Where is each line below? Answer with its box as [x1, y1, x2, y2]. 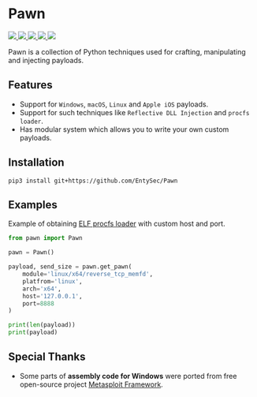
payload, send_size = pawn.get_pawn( [8, 263, 132, 271]
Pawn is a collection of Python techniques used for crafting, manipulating [8, 47, 246, 56]
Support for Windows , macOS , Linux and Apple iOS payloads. [19, 99, 209, 109]
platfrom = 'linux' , [22, 277, 83, 285]
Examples [8, 198, 58, 212]
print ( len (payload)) [8, 321, 76, 329]
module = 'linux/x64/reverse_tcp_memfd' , [22, 270, 154, 278]
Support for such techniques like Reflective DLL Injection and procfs [19, 107, 250, 117]
